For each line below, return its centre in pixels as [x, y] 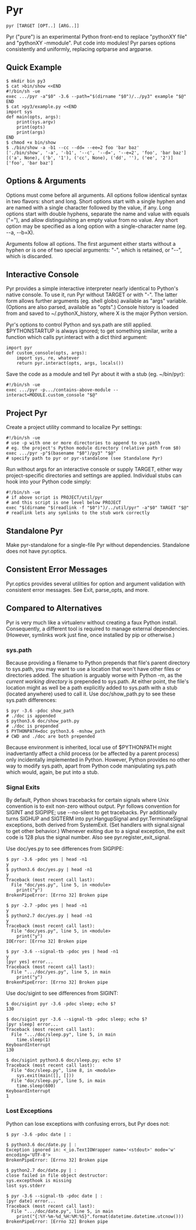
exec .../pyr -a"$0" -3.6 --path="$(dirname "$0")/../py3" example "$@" [96, 96]
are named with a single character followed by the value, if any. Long [89, 207]
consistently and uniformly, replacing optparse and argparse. [79, 49]
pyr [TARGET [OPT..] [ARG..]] [43, 26]
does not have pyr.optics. [36, 551]
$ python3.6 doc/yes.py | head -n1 [49, 870]
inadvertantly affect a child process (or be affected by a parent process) [93, 753]
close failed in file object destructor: [57, 1175]
